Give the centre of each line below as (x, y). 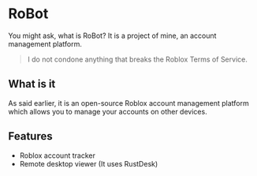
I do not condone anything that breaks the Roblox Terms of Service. (138, 59)
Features (30, 136)
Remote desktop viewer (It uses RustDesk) (89, 163)
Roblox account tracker (58, 155)
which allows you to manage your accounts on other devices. (108, 111)
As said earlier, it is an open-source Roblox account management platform (129, 103)
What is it (32, 84)
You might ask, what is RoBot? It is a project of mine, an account (112, 36)
